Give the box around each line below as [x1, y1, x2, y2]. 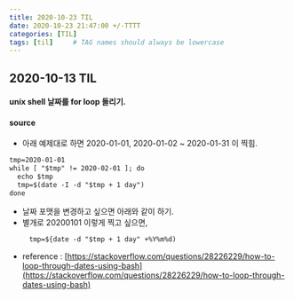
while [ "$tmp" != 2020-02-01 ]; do [9, 164, 145, 173]
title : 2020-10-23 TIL [9, 12, 93, 22]
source [9, 117, 36, 128]
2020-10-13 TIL [9, 70, 98, 85]
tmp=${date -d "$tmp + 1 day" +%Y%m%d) [28, 234, 177, 244]
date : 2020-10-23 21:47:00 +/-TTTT [9, 21, 141, 30]
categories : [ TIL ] [9, 29, 77, 38]
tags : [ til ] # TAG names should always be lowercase [9, 37, 225, 47]
